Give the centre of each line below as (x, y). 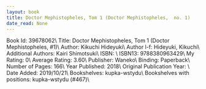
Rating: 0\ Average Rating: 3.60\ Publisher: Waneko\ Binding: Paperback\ (98, 60)
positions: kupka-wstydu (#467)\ (48, 79)
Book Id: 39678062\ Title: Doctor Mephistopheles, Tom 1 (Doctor (88, 41)
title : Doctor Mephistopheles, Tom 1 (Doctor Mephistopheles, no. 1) (98, 18)
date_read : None (27, 23)
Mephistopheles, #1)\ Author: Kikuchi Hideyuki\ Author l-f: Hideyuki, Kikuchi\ (103, 47)
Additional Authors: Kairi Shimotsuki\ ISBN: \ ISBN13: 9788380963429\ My (101, 54)
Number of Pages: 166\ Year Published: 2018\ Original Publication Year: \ (98, 66)
